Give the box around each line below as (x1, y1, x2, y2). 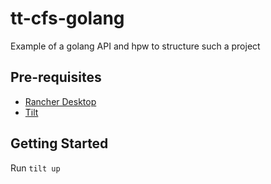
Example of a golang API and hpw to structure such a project (10, 40, 261, 52)
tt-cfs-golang (10, 7, 125, 30)
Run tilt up (10, 162, 61, 174)
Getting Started (10, 135, 109, 152)
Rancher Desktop (24, 95, 97, 107)
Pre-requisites (10, 69, 102, 86)
